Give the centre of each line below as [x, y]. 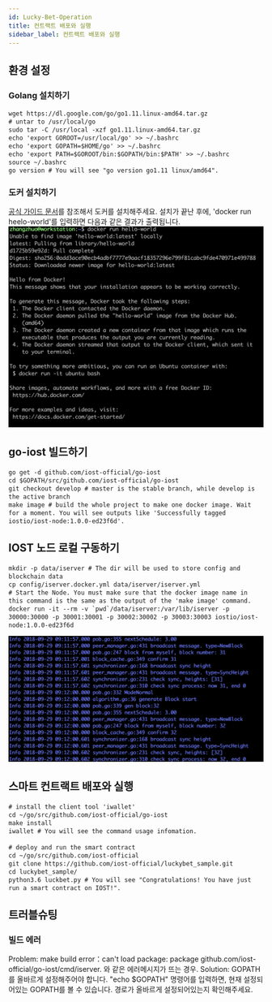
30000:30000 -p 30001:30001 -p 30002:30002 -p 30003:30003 [110, 617]
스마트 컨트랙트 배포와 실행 [71, 786]
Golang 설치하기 [39, 95]
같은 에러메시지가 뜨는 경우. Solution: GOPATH [186, 970]
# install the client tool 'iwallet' [72, 807]
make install [30, 823]
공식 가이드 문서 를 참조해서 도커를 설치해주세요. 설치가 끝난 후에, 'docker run [130, 212]
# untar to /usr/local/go [52, 122]
